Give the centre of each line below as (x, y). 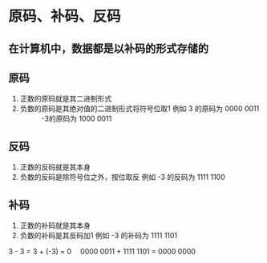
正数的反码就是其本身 (55, 167)
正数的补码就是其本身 (55, 225)
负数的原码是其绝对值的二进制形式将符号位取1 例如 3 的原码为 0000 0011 (140, 109)
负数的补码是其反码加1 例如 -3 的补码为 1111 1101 (99, 236)
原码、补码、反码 (65, 16)
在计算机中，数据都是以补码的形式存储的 (108, 48)
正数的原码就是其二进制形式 (66, 99)
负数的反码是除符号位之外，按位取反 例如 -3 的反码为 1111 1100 (123, 177)
